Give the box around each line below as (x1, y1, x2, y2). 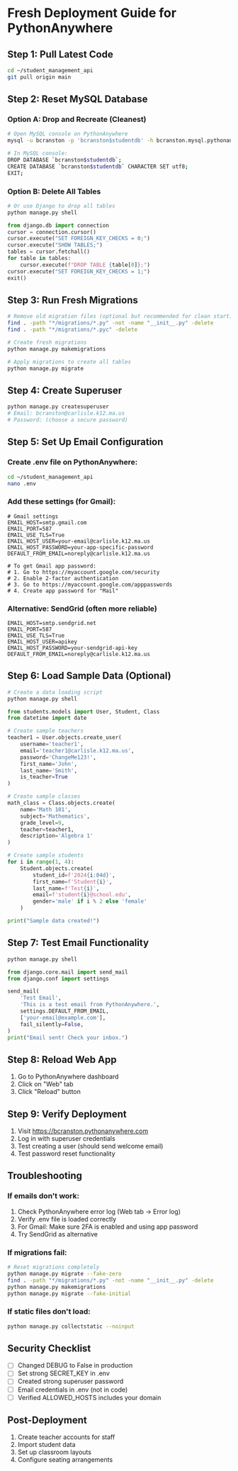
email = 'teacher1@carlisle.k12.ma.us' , (20, 747, 135, 754)
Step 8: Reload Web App (7, 1054, 117, 1066)
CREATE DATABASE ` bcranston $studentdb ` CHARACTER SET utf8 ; (7, 163, 189, 170)
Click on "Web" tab (17, 1080, 74, 1088)
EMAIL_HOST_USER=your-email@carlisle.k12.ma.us (7, 537, 151, 545)
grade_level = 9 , (20, 819, 65, 826)
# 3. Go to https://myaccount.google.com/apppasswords (7, 581, 173, 588)
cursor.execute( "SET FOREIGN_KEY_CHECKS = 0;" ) (7, 235, 151, 242)
